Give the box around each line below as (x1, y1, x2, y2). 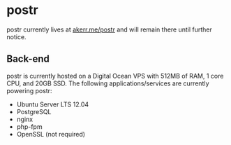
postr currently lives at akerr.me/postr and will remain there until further (6, 25, 212, 34)
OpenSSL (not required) (16, 130, 85, 138)
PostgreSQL (16, 107, 52, 116)
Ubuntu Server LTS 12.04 (16, 100, 89, 109)
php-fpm (16, 122, 43, 131)
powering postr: (6, 86, 52, 95)
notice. (6, 32, 27, 41)
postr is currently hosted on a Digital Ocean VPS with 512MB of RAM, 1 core (6, 71, 224, 80)
